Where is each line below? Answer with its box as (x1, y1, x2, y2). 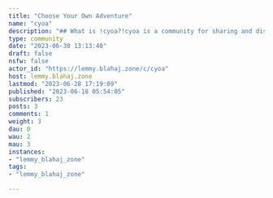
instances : (8, 148, 45, 156)
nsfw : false (8, 58, 49, 66)
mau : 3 (8, 140, 31, 148)
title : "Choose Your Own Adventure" (8, 11, 132, 20)
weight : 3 (8, 118, 42, 126)
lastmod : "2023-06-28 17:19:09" (8, 80, 118, 88)
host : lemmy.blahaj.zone (8, 72, 93, 80)
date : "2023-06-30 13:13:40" (8, 42, 107, 50)
